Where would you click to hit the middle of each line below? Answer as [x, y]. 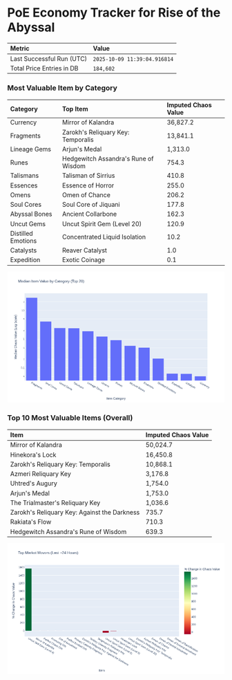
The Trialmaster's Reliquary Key [55, 502]
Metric [20, 48]
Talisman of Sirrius [88, 176]
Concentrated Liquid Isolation [104, 237]
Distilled [21, 233]
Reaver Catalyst [84, 250]
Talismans [25, 176]
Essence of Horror [88, 185]
